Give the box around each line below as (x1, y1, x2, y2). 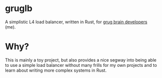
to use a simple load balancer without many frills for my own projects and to (5, 62, 157, 68)
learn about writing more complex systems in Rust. (5, 67, 107, 73)
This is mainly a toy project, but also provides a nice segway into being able (5, 57, 157, 63)
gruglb (5, 3, 33, 14)
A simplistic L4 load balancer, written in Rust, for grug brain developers (5, 19, 147, 25)
